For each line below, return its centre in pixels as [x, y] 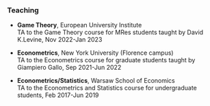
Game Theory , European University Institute [79, 25]
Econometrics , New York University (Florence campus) [95, 53]
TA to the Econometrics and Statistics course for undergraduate [107, 88]
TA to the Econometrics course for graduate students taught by [106, 60]
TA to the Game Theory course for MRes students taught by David [110, 32]
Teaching [23, 10]
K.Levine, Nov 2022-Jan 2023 [60, 40]
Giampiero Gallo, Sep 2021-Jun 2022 [69, 68]
